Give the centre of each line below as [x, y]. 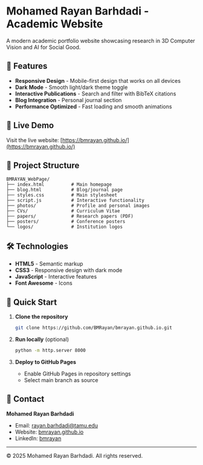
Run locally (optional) [42, 339]
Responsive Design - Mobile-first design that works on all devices [98, 80]
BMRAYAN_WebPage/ [28, 180]
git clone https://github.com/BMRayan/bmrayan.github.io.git [94, 328]
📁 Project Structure [43, 165]
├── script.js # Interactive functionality [76, 201]
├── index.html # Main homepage [59, 185]
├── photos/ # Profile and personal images [78, 206]
